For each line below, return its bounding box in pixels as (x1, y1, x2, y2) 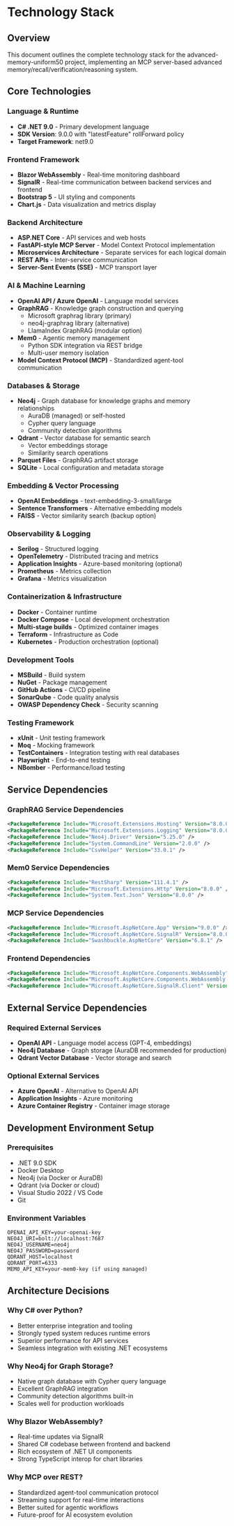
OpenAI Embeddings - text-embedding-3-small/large (17, 497, 172, 505)
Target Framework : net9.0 (17, 137, 94, 145)
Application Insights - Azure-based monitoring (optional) (17, 559, 183, 568)
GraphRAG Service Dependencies (7, 805, 124, 814)
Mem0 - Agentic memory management (17, 333, 130, 342)
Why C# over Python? (7, 1305, 84, 1315)
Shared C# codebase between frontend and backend (17, 1440, 171, 1448)
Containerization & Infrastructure (7, 592, 122, 601)
